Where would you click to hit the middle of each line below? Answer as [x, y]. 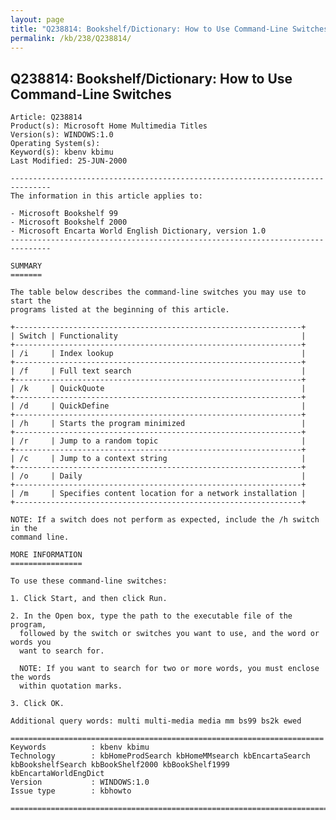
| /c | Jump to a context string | [158, 459]
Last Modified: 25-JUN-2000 [69, 161]
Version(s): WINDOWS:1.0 [62, 135]
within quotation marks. [71, 686]
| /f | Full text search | [158, 371]
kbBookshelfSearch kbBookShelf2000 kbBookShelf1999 [120, 765]
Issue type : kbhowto [71, 791]
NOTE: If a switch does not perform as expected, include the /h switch [165, 520]
